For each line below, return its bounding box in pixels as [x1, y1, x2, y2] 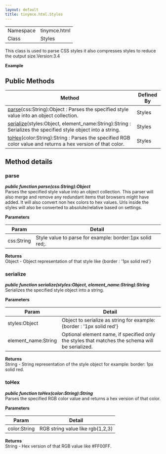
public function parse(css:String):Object [5, 183, 91, 189]
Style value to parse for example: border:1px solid [36, 234, 152, 241]
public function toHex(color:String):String [5, 390, 93, 396]
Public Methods [5, 77, 55, 85]
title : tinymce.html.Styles [5, 12, 63, 17]
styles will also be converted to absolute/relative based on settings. [5, 205, 142, 210]
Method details [5, 157, 53, 166]
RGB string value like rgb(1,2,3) [39, 425, 113, 432]
